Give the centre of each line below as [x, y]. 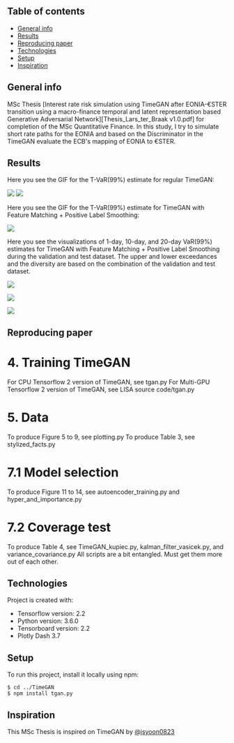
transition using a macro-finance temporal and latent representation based [114, 112]
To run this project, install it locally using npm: [73, 675]
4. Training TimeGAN [69, 363]
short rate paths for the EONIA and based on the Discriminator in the [105, 134]
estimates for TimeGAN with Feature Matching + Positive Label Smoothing [114, 249]
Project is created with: [40, 600]
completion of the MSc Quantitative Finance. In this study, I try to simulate [113, 126]
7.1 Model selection [63, 472]
